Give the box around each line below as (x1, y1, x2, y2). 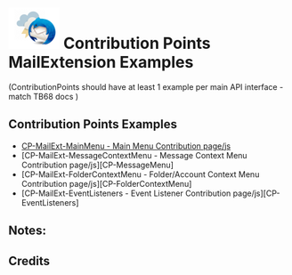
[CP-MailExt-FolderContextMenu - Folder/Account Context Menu (20, 168, 260, 180)
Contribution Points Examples (8, 117, 177, 132)
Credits (8, 253, 51, 269)
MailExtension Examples (8, 53, 194, 73)
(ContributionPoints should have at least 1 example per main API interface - (8, 81, 284, 92)
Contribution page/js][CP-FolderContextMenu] (20, 178, 192, 189)
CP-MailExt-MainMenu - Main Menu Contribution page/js (20, 141, 231, 151)
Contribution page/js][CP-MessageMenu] (20, 159, 174, 170)
